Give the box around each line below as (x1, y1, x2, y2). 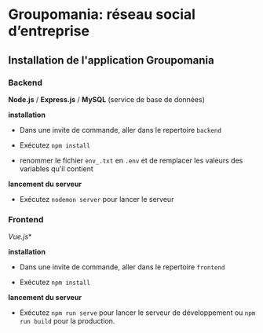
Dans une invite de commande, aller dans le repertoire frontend (19, 262, 225, 272)
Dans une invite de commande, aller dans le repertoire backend (19, 125, 222, 134)
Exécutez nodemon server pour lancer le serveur (19, 194, 174, 203)
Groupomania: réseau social (8, 5, 196, 24)
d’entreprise (8, 22, 90, 40)
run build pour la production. (19, 317, 115, 326)
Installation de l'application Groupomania (8, 53, 214, 67)
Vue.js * (8, 232, 32, 241)
